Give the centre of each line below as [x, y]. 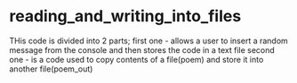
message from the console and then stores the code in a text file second [142, 49]
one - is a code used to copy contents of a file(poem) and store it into [136, 59]
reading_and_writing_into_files [125, 16]
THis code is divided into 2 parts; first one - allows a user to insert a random [149, 41]
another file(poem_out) [51, 69]
